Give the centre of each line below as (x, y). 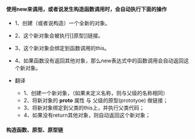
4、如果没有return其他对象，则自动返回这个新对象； (87, 115)
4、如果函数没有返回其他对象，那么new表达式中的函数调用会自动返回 (99, 61)
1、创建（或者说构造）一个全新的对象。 (62, 23)
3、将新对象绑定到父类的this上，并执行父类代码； (84, 108)
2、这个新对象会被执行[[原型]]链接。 (59, 36)
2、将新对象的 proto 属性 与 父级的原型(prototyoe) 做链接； (96, 101)
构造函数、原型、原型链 (35, 130)
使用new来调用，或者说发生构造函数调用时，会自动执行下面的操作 (87, 9)
